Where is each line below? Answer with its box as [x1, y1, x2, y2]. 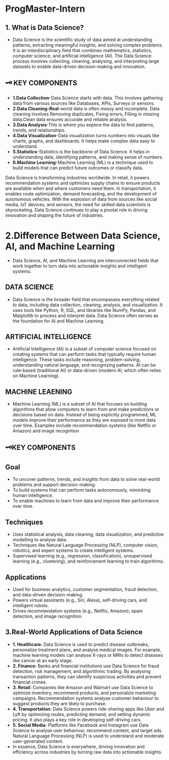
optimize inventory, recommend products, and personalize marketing [12, 690, 156, 696]
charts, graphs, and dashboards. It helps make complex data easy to [12, 138, 155, 144]
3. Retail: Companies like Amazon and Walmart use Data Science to [12, 684, 153, 690]
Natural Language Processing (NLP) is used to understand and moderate [12, 733, 164, 739]
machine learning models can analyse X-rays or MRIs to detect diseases [12, 652, 163, 658]
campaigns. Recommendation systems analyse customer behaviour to [12, 695, 159, 701]
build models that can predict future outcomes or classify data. [12, 165, 144, 171]
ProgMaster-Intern [5, 3, 85, 15]
